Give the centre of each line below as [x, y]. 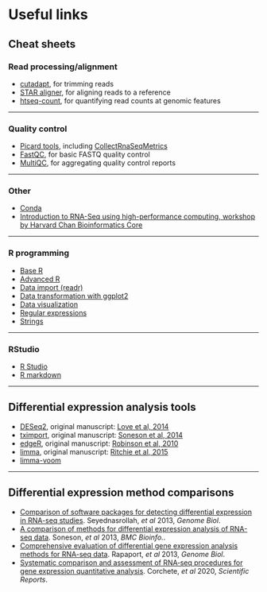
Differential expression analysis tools [102, 407]
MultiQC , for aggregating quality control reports [98, 163]
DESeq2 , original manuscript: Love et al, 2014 [94, 426]
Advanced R [40, 279]
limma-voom [41, 460]
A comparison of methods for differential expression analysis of [124, 528]
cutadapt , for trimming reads [66, 83]
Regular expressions [53, 312]
